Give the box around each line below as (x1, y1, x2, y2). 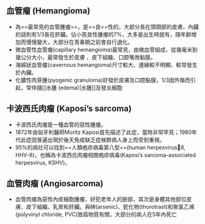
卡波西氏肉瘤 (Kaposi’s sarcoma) (6, 103, 132, 114)
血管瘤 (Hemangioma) (6, 5, 90, 16)
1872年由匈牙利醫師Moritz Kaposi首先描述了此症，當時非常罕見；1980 (15, 128, 192, 136)
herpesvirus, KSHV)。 (15, 159, 71, 166)
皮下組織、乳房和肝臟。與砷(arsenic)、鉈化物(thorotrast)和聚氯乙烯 (26, 203, 195, 211)
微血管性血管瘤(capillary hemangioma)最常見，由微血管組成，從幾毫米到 (15, 46, 198, 53)
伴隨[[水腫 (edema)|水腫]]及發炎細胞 (31, 84, 123, 91)
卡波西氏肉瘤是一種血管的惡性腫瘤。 (15, 121, 107, 128)
